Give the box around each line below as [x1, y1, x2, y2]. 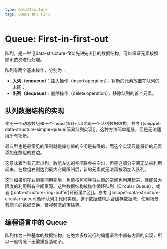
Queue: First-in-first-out [5, 33, 108, 45]
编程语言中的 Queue [5, 218, 67, 227]
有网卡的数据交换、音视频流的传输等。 [5, 202, 83, 208]
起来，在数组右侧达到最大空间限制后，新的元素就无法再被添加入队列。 [5, 166, 149, 172]
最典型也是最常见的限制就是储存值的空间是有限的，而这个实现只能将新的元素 [5, 143, 162, 149]
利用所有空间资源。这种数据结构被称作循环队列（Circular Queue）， [18, 183, 156, 189]
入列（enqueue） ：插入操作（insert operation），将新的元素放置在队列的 [12, 78, 160, 84]
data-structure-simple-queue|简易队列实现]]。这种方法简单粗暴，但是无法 [5, 126, 157, 132]
